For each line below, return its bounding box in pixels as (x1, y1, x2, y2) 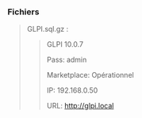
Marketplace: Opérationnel (46, 70, 134, 80)
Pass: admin (46, 55, 87, 65)
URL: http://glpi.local (46, 101, 114, 111)
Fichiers (7, 6, 40, 17)
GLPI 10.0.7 (46, 40, 84, 49)
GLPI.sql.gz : (26, 25, 69, 34)
